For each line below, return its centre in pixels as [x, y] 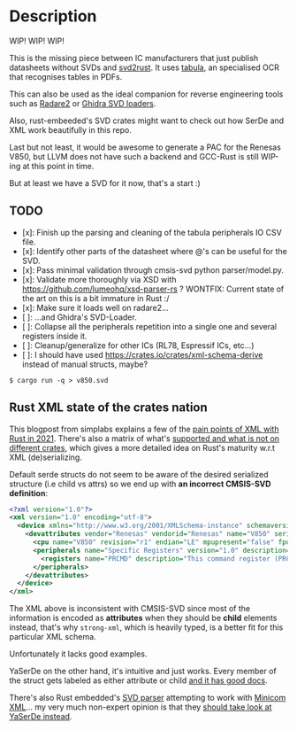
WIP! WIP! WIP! [37, 41]
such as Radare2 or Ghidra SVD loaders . [83, 103]
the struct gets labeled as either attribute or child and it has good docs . [138, 680]
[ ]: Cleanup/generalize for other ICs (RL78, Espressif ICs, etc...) [138, 345]
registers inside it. [54, 336]
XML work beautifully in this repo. [71, 129]
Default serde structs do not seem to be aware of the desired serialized [139, 474]
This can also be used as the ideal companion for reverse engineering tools [146, 94]
